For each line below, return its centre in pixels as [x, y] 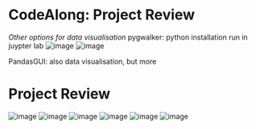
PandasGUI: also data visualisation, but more [83, 61]
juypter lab [26, 45]
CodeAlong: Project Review [102, 15]
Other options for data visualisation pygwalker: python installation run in [128, 37]
